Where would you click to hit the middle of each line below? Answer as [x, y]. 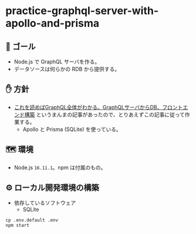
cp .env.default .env [32, 220]
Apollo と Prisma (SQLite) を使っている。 [72, 129]
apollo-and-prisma [53, 23]
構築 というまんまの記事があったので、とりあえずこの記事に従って [105, 114]
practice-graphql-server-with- [82, 11]
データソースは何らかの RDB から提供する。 [67, 69]
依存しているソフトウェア [45, 203]
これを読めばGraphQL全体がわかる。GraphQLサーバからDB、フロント [98, 107]
